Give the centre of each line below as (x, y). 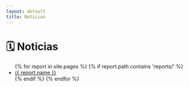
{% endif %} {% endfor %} (47, 79)
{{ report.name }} (35, 72)
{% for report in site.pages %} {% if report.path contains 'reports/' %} (99, 67)
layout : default (26, 11)
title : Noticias (26, 17)
